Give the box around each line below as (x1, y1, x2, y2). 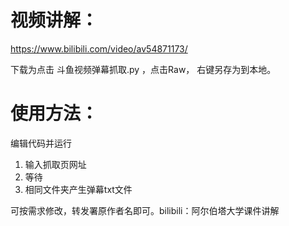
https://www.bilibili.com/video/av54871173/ (10, 42, 188, 55)
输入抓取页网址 (24, 158, 87, 170)
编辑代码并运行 (10, 137, 72, 149)
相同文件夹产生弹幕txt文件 (24, 183, 133, 195)
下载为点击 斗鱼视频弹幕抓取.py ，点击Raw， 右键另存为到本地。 (10, 63, 277, 75)
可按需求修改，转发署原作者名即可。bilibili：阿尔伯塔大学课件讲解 (10, 204, 280, 216)
